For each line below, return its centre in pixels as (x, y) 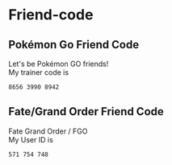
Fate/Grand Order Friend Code (86, 111)
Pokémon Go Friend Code (74, 45)
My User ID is (31, 139)
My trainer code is (39, 72)
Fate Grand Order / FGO (48, 131)
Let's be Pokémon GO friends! (59, 64)
